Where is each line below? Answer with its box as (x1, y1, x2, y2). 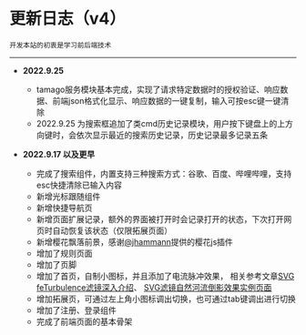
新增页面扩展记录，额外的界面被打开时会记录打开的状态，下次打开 (36, 213, 284, 224)
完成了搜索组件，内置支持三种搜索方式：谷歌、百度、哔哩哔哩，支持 (36, 167, 292, 178)
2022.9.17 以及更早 (22, 148, 96, 159)
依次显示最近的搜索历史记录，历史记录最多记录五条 (76, 129, 269, 140)
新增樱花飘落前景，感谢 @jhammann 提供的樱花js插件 (36, 236, 234, 247)
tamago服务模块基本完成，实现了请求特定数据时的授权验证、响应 (36, 84, 280, 95)
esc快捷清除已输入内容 (36, 179, 123, 190)
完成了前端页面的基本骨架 (36, 316, 133, 327)
